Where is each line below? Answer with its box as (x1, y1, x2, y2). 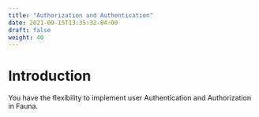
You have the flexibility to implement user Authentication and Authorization (8, 93, 251, 103)
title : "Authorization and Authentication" (8, 11, 154, 20)
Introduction (8, 68, 92, 85)
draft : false (8, 26, 51, 34)
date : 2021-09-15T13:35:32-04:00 (8, 19, 118, 27)
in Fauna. (8, 101, 38, 111)
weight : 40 (8, 33, 44, 42)
